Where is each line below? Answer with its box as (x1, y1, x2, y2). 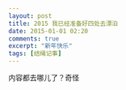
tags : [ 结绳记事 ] (8, 49, 62, 58)
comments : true (8, 34, 60, 43)
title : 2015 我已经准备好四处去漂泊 (8, 19, 119, 28)
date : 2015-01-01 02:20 (8, 27, 89, 35)
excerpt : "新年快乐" (8, 42, 73, 50)
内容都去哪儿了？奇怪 (8, 73, 79, 82)
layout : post (8, 11, 52, 20)
